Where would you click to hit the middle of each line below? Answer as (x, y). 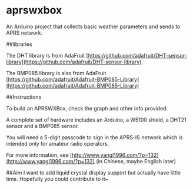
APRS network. (24, 32)
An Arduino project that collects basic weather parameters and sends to (93, 26)
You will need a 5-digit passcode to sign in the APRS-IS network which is (94, 137)
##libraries (19, 44)
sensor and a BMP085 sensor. (43, 126)
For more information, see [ (39, 155)
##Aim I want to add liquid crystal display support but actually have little (94, 172)
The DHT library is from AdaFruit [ (47, 55)
